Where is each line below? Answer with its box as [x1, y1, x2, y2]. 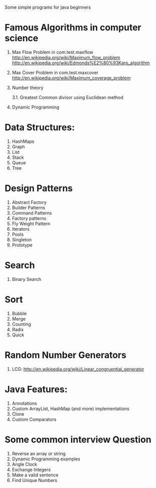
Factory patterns [11, 215, 46, 221]
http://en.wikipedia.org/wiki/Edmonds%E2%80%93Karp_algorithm [11, 60, 150, 66]
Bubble [11, 310, 27, 316]
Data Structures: [4, 122, 75, 133]
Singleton [11, 236, 32, 243]
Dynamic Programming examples [11, 456, 80, 462]
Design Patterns [4, 183, 73, 194]
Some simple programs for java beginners [4, 5, 91, 10]
